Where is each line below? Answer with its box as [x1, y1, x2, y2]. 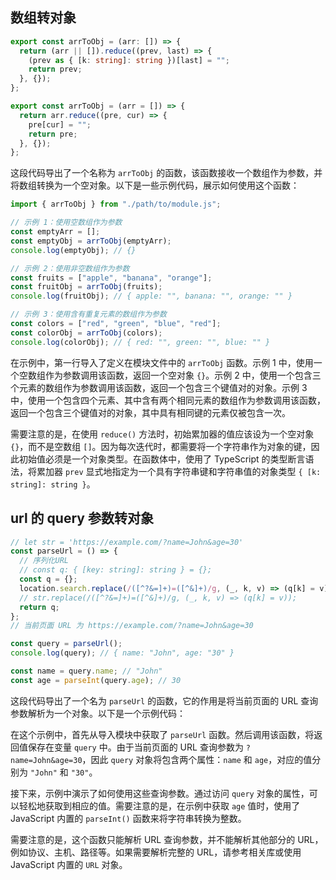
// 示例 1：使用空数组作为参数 [10, 218, 123, 228]
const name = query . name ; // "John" [10, 666, 163, 676]
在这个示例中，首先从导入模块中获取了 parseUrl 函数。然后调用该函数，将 [10, 728, 315, 740]
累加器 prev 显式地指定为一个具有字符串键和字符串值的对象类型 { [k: [36, 465, 322, 477]
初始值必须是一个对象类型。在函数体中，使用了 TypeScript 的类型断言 [18, 453, 306, 465]
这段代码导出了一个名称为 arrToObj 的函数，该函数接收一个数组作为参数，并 [10, 167, 323, 179]
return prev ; [28, 64, 83, 75]
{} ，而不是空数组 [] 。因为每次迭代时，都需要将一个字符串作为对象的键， [10, 440, 312, 452]
